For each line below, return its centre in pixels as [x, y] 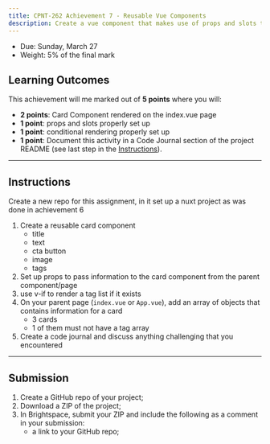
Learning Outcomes [59, 80]
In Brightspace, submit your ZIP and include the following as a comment [139, 414]
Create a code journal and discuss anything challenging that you [127, 337]
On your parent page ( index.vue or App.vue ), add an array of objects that [140, 302]
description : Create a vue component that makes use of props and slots [133, 23]
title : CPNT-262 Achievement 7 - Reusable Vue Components [107, 16]
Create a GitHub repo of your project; [82, 397]
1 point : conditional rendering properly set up [95, 132]
